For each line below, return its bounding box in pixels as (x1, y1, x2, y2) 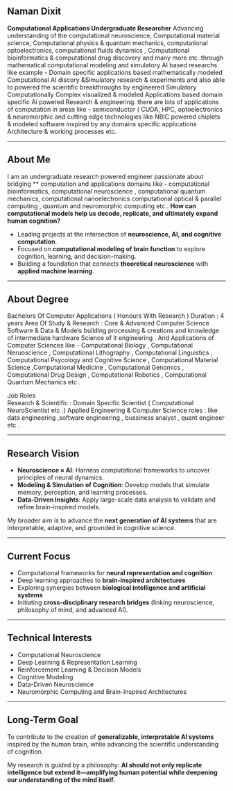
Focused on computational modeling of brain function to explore (17, 244, 206, 253)
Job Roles (7, 391, 36, 400)
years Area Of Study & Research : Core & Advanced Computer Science (7, 319, 210, 328)
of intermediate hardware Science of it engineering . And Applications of (7, 334, 214, 342)
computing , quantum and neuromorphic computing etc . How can (7, 201, 196, 210)
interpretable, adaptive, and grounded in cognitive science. (7, 524, 176, 532)
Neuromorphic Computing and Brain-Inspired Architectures (17, 687, 187, 696)
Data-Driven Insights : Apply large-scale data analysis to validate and (17, 495, 216, 504)
